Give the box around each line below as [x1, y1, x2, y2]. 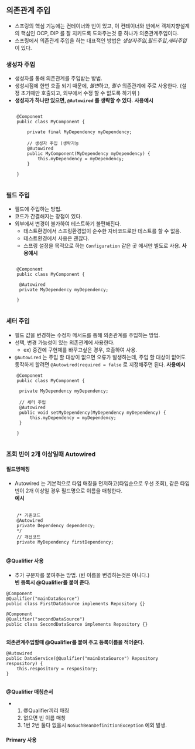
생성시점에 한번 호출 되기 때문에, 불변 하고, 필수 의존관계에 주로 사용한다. [14, 82, 179, 89]
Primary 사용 [6, 736, 37, 743]
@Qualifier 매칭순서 [6, 689, 53, 696]
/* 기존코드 [16, 512, 41, 518]
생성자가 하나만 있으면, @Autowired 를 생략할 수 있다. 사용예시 [14, 97, 153, 104]
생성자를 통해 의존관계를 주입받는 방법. [14, 75, 102, 82]
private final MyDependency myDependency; [27, 129, 132, 135]
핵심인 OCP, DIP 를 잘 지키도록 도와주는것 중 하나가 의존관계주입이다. [20, 29, 179, 36]
